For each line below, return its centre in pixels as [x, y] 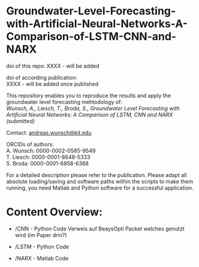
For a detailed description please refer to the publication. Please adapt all [97, 175]
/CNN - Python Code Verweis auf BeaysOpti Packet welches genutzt [99, 229]
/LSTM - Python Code [42, 247]
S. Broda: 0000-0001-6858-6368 [47, 163]
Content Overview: [55, 212]
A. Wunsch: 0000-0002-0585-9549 [51, 151]
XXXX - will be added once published [52, 84]
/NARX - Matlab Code [42, 258]
